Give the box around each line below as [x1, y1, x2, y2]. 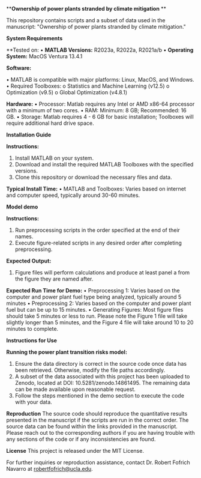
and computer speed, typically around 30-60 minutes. [6, 192, 140, 199]
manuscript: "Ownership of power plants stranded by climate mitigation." [6, 23, 186, 30]
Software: [6, 64, 32, 71]
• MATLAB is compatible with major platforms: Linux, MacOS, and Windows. [6, 76, 195, 83]
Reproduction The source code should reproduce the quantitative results [6, 410, 188, 417]
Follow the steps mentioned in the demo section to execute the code [14, 392, 185, 399]
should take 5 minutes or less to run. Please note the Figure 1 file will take [6, 312, 188, 319]
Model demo [6, 204, 38, 210]
